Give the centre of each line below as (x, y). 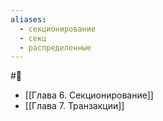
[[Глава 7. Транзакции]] (74, 106)
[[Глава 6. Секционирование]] (89, 95)
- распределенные (55, 47)
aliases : (28, 19)
